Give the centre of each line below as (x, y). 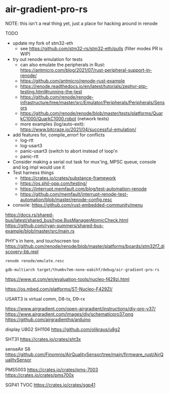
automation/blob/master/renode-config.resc (66, 200)
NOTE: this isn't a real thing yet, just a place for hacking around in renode (81, 23)
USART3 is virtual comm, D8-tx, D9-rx (45, 299)
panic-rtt (29, 156)
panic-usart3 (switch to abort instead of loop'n (69, 151)
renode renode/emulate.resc (35, 261)
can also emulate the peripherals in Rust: (62, 64)
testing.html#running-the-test (51, 91)
